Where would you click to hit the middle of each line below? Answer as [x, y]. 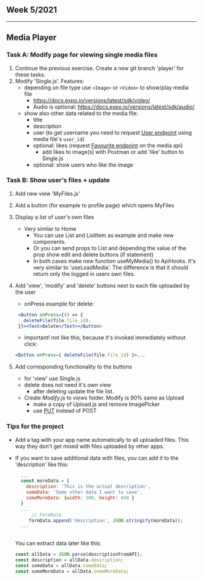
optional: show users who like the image [83, 165]
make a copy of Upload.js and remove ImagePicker [96, 404]
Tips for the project [35, 427]
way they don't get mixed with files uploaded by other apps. [90, 446]
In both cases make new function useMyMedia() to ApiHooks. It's [114, 261]
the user [25, 292]
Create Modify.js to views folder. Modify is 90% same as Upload [104, 398]
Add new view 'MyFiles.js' [47, 193]
